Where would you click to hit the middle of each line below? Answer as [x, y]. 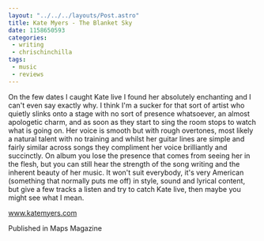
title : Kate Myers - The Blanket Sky [70, 23]
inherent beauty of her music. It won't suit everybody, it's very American [126, 172]
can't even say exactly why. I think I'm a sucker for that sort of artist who [126, 105]
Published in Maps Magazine [55, 228]
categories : [28, 38]
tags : [17, 60]
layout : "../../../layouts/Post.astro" [74, 15]
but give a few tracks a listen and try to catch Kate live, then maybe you [124, 189]
